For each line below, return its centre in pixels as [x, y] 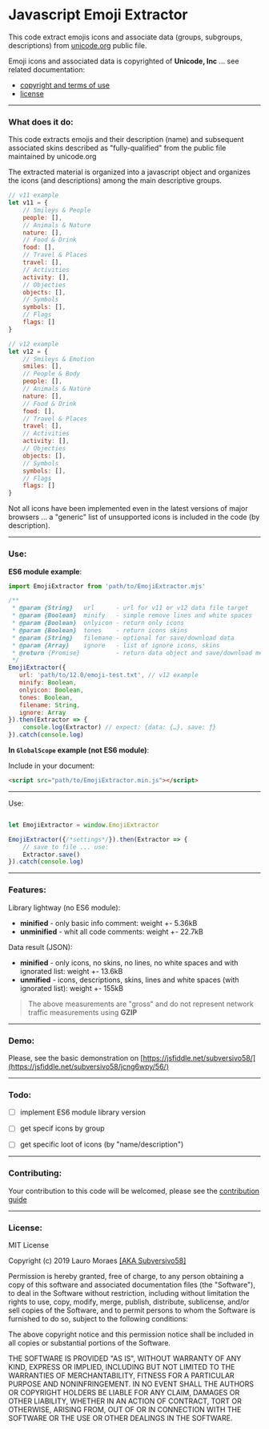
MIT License [29, 1244]
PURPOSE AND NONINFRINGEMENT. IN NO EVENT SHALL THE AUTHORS [131, 1384]
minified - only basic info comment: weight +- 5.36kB [108, 923]
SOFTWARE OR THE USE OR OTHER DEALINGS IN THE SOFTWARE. [120, 1418]
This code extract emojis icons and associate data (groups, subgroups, [125, 37]
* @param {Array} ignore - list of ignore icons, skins [116, 645]
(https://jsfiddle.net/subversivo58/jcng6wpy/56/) [89, 1066]
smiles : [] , [42, 367]
